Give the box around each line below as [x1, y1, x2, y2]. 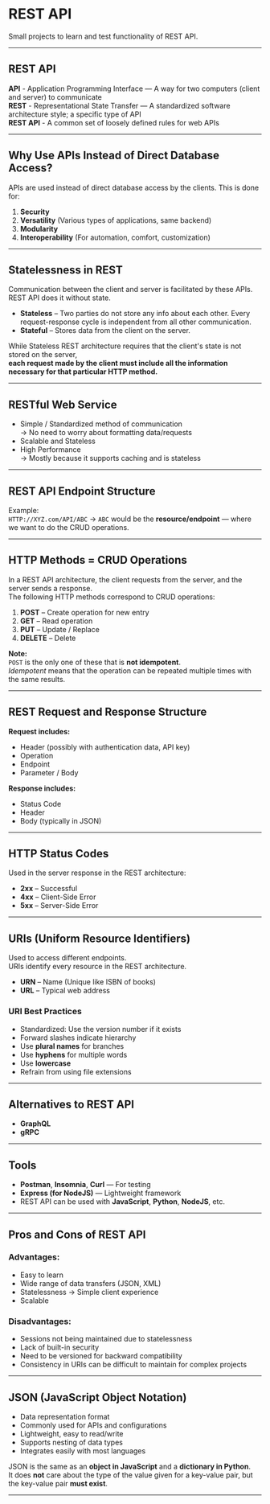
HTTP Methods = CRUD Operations [8, 553, 187, 567]
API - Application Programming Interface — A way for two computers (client [8, 84, 260, 93]
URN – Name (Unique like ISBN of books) [19, 977, 157, 987]
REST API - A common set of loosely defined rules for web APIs [8, 117, 219, 127]
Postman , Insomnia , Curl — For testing [19, 1180, 151, 1190]
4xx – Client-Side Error [19, 892, 96, 902]
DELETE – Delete [19, 633, 76, 643]
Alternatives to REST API [8, 1097, 135, 1111]
